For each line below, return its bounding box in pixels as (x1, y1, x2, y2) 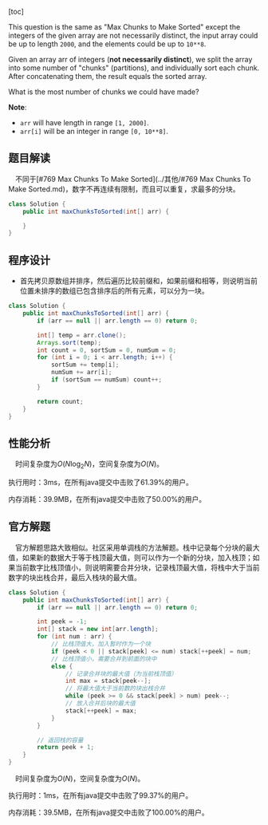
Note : (8, 103, 27, 112)
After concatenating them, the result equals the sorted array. (8, 72, 207, 81)
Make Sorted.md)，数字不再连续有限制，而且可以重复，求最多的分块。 (8, 184, 240, 194)
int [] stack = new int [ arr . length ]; (37, 626, 159, 634)
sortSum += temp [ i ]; (50, 361, 120, 369)
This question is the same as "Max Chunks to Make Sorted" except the (8, 22, 241, 31)
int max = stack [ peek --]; (65, 677, 152, 685)
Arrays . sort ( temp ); (37, 338, 102, 346)
